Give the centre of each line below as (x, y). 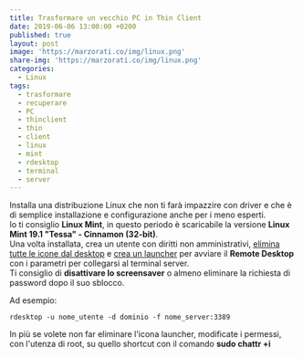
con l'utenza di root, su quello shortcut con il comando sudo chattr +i (140, 344)
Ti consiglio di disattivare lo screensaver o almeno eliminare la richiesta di (150, 273)
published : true (40, 35)
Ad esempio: (33, 300)
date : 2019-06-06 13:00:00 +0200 (73, 26)
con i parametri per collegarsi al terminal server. (99, 263)
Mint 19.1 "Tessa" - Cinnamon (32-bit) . (84, 235)
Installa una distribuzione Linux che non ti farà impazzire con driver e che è (151, 205)
